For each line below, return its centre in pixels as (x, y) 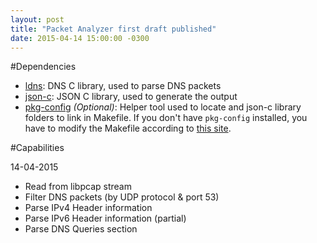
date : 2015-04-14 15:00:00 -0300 (80, 38)
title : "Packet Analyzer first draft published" (113, 29)
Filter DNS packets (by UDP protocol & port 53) (122, 197)
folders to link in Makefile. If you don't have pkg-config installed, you (166, 118)
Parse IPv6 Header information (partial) (105, 218)
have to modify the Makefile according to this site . (128, 128)
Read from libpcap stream (78, 187)
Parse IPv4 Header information (88, 208)
